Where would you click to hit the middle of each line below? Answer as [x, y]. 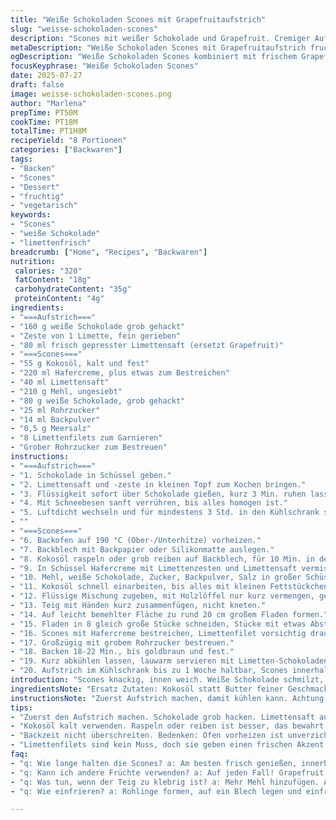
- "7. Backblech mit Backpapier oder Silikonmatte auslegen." [142, 549]
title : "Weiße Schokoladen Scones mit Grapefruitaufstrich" [138, 19]
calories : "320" [48, 271]
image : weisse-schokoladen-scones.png [91, 94]
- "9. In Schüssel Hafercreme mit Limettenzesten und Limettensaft [154, 568]
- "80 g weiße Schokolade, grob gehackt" [98, 401]
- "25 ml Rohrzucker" [55, 410]
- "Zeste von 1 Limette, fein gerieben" [96, 336]
